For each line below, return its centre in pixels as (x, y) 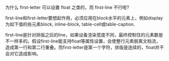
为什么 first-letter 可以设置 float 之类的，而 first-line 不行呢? (67, 7)
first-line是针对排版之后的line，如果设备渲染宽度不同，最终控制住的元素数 (82, 35)
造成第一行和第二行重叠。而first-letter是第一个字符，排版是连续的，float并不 (85, 47)
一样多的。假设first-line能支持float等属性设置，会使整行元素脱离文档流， (85, 41)
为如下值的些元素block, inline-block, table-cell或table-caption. (70, 24)
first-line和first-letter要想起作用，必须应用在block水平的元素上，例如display (84, 18)
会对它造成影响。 (23, 53)
